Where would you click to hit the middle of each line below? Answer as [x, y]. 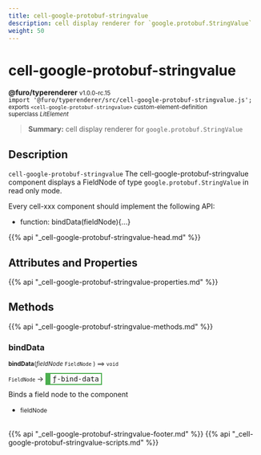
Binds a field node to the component [68, 395]
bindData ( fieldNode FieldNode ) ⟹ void [63, 364]
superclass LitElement [39, 114]
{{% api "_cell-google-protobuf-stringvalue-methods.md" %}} [111, 327]
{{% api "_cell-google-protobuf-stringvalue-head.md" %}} [105, 238]
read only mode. [35, 191]
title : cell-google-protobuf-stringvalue [78, 16]
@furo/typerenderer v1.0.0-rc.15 [59, 92]
